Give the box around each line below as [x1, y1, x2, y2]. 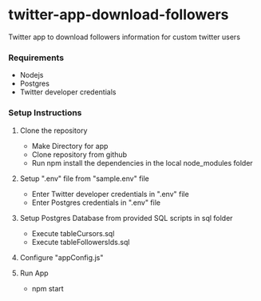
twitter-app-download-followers [8, 6, 229, 24]
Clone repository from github [31, 150, 128, 159]
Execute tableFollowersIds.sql [31, 237, 130, 247]
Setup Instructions [8, 107, 82, 118]
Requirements [8, 52, 65, 63]
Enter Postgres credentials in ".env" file [31, 198, 161, 207]
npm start [31, 283, 64, 293]
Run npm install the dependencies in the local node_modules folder [31, 158, 253, 167]
